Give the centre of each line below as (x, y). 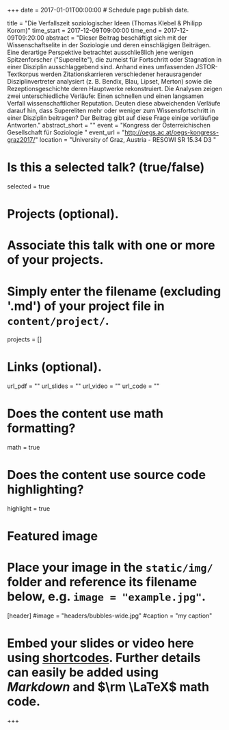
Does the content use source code (107, 475)
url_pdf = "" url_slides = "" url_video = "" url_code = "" (83, 386)
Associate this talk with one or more (111, 245)
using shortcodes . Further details (104, 658)
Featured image (52, 536)
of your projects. (55, 260)
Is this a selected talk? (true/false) (106, 168)
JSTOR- (207, 67)
